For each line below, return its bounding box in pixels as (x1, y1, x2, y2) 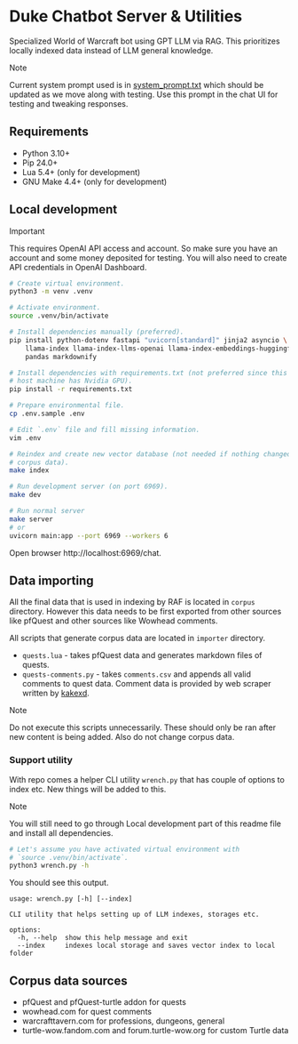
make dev (9, 491, 42, 500)
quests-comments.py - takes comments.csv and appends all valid (21, 669, 251, 679)
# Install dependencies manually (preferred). (9, 327, 184, 337)
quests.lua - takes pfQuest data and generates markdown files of (21, 650, 263, 661)
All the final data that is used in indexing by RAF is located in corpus (9, 597, 255, 607)
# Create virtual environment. (9, 278, 125, 288)
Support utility (9, 754, 74, 767)
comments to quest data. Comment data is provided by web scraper (21, 679, 271, 689)
